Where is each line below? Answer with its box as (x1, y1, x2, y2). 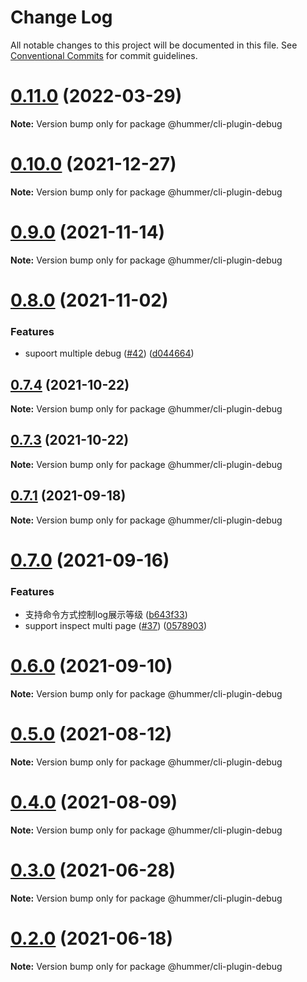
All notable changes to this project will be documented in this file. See (10, 39, 298, 51)
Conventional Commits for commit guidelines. (10, 49, 198, 61)
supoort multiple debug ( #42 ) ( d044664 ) (24, 347, 195, 360)
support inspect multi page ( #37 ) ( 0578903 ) (24, 620, 208, 632)
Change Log (10, 6, 113, 29)
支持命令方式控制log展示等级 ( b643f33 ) (24, 609, 188, 621)
